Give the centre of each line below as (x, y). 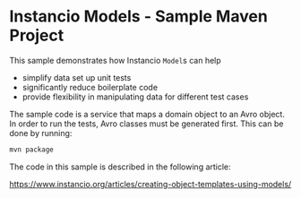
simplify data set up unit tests (77, 77)
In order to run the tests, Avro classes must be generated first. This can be (146, 124)
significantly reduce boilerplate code (90, 87)
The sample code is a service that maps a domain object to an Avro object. (147, 114)
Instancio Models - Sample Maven (139, 17)
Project (37, 35)
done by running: (41, 133)
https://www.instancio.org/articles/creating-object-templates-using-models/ (150, 184)
